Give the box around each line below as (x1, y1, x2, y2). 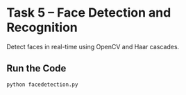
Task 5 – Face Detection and (6, 5, 171, 21)
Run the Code (6, 62, 67, 74)
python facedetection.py (6, 81, 78, 88)
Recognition (6, 19, 78, 35)
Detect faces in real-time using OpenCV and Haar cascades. (6, 42, 180, 51)
